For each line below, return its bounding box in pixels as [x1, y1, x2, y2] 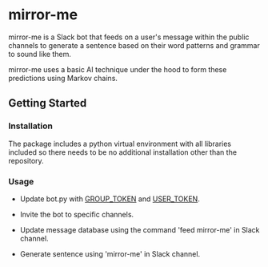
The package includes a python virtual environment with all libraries [8, 139, 232, 148]
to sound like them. [8, 49, 72, 59]
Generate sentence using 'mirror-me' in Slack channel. [19, 249, 201, 258]
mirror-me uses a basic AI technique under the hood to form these [8, 64, 227, 74]
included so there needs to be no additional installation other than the [8, 147, 238, 157]
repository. [8, 156, 44, 165]
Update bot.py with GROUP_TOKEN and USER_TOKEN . [19, 194, 200, 204]
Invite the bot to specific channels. [19, 209, 134, 219]
